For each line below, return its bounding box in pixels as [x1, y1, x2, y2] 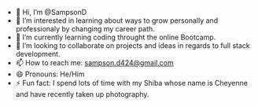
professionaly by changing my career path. [15, 24, 155, 33]
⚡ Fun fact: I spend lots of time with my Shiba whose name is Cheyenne [15, 79, 248, 87]
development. [15, 50, 61, 58]
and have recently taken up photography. [15, 90, 149, 98]
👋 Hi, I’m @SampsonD [15, 8, 87, 17]
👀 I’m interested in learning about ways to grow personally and [15, 16, 219, 25]
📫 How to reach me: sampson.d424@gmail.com [15, 58, 175, 67]
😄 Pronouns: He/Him [15, 69, 85, 79]
